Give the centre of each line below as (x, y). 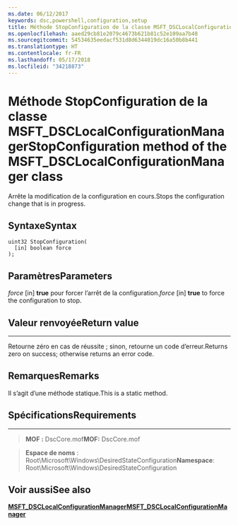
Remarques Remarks (54, 376)
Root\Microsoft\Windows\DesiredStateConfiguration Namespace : (120, 460)
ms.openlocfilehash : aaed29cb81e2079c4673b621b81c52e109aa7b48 (103, 34)
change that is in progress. (47, 203)
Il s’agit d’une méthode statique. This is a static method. (88, 393)
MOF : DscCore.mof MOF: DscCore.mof (83, 439)
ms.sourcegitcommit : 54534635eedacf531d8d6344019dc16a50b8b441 (103, 40)
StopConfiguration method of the (127, 146)
